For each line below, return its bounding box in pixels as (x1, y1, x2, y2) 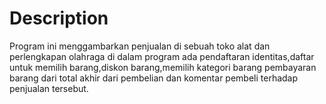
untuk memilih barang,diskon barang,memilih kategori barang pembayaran (9, 61, 317, 73)
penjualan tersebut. (9, 82, 89, 94)
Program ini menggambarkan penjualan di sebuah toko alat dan (9, 40, 271, 52)
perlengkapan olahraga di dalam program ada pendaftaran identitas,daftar (9, 50, 315, 62)
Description (9, 7, 109, 30)
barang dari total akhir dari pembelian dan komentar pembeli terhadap (9, 72, 299, 84)
